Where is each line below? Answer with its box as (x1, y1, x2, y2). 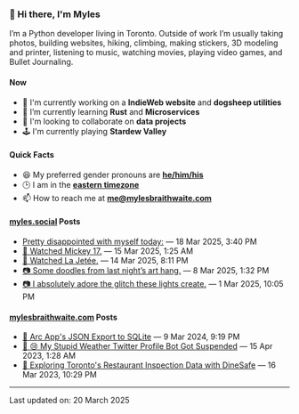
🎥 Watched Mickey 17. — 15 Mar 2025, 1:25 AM (21, 245, 194, 256)
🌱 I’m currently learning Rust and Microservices (21, 106, 200, 117)
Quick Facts (9, 150, 55, 160)
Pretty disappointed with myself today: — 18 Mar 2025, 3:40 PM (21, 236, 258, 247)
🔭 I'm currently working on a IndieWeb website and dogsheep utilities (21, 97, 282, 108)
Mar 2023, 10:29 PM (21, 369, 98, 380)
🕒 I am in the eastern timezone (21, 179, 140, 190)
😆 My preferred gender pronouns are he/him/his (21, 169, 204, 180)
